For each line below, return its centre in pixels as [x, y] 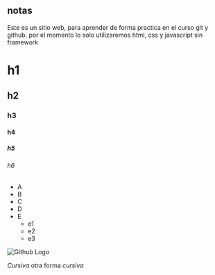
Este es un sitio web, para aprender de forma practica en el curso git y [108, 27]
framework [23, 42]
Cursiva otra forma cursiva [45, 265]
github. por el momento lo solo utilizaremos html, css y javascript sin [105, 35]
